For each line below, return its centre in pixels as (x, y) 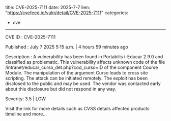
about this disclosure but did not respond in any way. (61, 89)
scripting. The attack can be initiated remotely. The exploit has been (77, 78)
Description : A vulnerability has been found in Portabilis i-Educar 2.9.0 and (84, 57)
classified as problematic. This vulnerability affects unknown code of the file (85, 62)
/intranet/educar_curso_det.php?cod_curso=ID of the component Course (82, 67)
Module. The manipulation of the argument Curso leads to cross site (77, 73)
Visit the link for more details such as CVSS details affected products (77, 109)
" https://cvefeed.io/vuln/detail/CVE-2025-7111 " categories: (67, 13)
